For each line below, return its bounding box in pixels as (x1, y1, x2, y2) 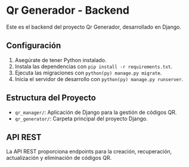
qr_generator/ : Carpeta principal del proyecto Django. (14, 115, 148, 122)
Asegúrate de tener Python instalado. (14, 56, 107, 63)
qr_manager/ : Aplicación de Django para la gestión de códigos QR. (14, 109, 177, 116)
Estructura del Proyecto (6, 93, 97, 103)
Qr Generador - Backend (6, 4, 130, 17)
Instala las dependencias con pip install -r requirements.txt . (14, 63, 173, 70)
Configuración (6, 41, 61, 51)
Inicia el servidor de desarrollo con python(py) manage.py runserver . (14, 75, 184, 82)
